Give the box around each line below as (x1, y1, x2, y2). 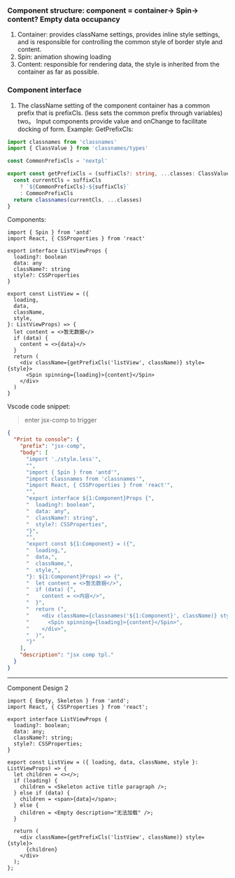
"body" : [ (20, 449, 49, 456)
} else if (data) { (13, 789, 71, 797)
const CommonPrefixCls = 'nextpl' (7, 157, 108, 165)
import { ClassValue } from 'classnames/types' (7, 145, 149, 152)
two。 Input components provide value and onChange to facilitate (17, 117, 208, 125)
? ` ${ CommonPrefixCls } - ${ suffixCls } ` (20, 183, 130, 190)
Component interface (7, 85, 82, 95)
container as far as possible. (17, 67, 99, 76)
